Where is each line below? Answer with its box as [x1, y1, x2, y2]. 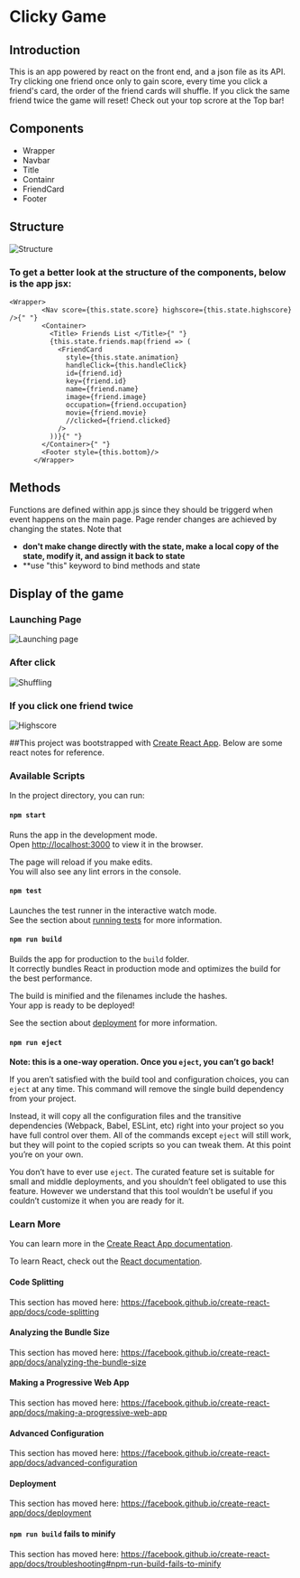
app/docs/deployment [9, 1508, 92, 1518]
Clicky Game [9, 6, 106, 27]
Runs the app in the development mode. [9, 829, 158, 840]
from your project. [9, 1093, 77, 1104]
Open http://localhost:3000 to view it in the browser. [9, 838, 204, 850]
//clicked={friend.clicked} [66, 416, 171, 425]
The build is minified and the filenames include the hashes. [9, 990, 228, 1001]
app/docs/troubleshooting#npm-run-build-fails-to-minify [9, 1558, 222, 1569]
